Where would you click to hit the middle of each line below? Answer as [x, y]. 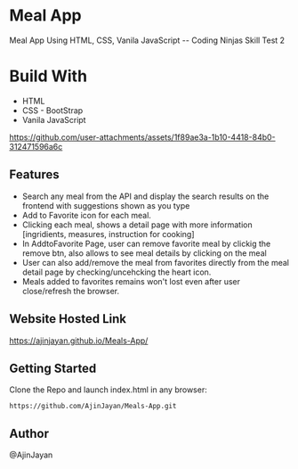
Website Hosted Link [68, 319]
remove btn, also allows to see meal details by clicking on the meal [144, 253]
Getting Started [53, 368]
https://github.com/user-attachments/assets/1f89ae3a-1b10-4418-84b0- [142, 137]
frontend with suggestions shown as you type [106, 205]
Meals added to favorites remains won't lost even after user [131, 281]
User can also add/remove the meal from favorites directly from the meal [155, 262]
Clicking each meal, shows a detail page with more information [137, 225]
